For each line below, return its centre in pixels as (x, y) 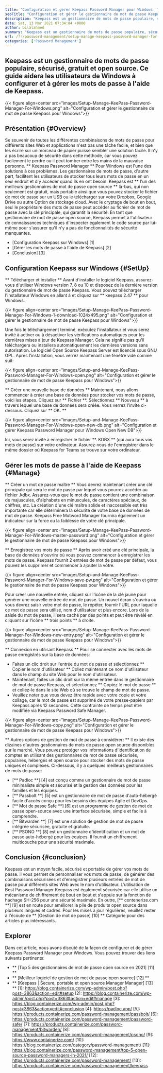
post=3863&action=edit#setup (43, 993)
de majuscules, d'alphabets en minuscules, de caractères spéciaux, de (76, 500)
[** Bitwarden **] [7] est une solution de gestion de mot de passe (77, 821)
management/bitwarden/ (37, 1029)
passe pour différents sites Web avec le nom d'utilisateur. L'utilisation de (77, 884)
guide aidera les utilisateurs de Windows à (70, 76)
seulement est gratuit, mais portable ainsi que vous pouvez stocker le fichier (81, 192)
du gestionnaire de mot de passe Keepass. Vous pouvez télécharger (73, 290)
